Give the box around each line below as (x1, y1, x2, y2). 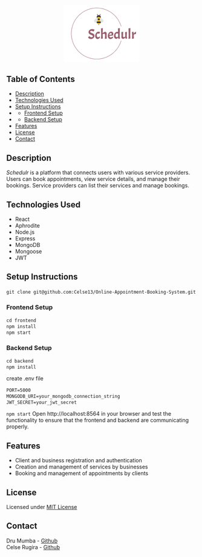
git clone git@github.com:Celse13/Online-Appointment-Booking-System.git (6, 289, 197, 295)
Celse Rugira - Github (6, 543, 60, 550)
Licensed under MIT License (6, 503, 77, 510)
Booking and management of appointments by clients (15, 470, 149, 477)
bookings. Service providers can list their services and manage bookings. (6, 182, 189, 189)
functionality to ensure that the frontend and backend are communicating (6, 417, 189, 424)
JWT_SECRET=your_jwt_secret (6, 399, 77, 406)
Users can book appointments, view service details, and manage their (6, 175, 180, 183)
